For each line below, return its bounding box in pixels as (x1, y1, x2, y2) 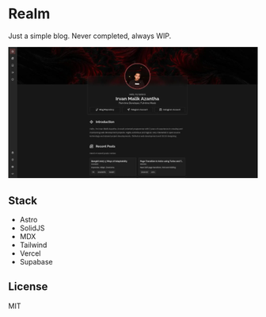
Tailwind (19, 240, 47, 250)
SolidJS (19, 223, 45, 233)
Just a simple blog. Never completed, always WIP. (8, 31, 172, 41)
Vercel (19, 249, 41, 258)
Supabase (19, 257, 53, 267)
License (8, 280, 48, 294)
